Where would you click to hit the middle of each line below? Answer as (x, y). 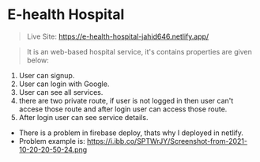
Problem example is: (52, 141)
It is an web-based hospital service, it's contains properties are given (139, 51)
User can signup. (47, 75)
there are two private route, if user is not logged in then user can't (126, 100)
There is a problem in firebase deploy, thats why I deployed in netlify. (131, 133)
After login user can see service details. (83, 117)
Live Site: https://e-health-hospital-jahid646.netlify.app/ (118, 36)
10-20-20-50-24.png (53, 149)
